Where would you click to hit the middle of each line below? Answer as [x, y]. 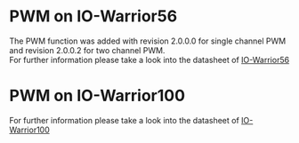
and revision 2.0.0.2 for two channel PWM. [87, 50]
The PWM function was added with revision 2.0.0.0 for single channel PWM [148, 41]
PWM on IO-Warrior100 [97, 96]
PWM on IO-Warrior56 [93, 16]
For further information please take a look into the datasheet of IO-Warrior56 [149, 60]
